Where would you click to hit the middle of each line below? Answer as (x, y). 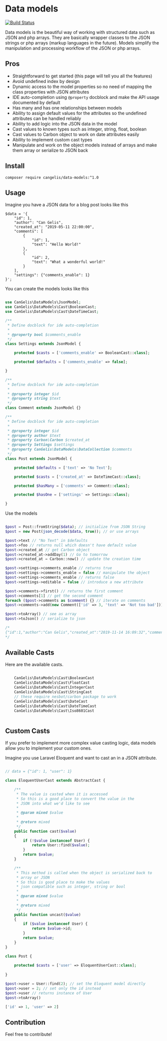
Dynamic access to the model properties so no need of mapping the (82, 86)
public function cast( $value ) (45, 831)
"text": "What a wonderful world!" (69, 262)
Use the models (21, 513)
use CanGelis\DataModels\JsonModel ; (43, 302)
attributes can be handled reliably (47, 118)
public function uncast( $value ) (47, 915)
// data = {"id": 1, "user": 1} (39, 772)
